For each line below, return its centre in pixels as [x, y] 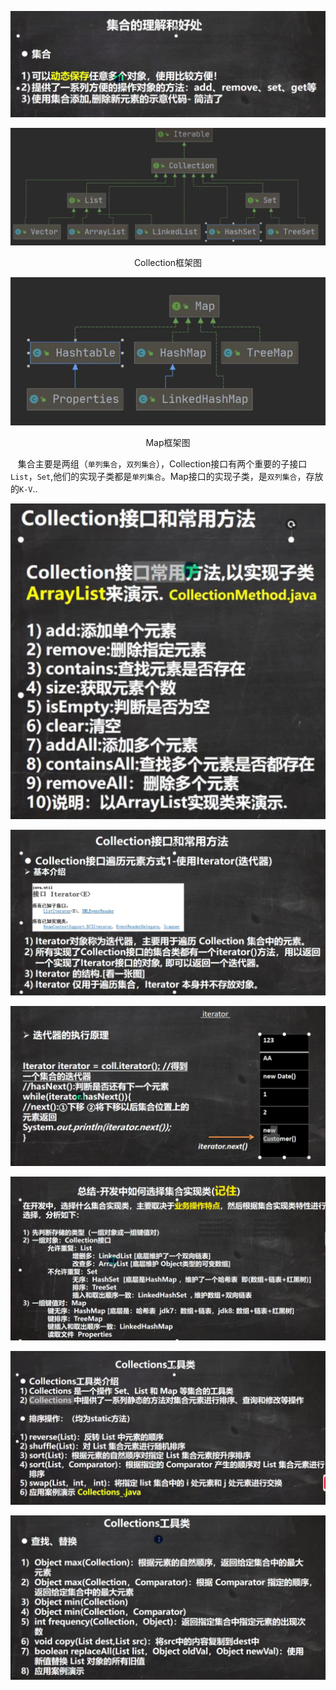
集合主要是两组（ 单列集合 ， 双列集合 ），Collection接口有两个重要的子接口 [162, 463]
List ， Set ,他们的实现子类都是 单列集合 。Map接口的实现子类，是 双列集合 [154, 476]
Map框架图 [168, 442]
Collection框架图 [168, 263]
